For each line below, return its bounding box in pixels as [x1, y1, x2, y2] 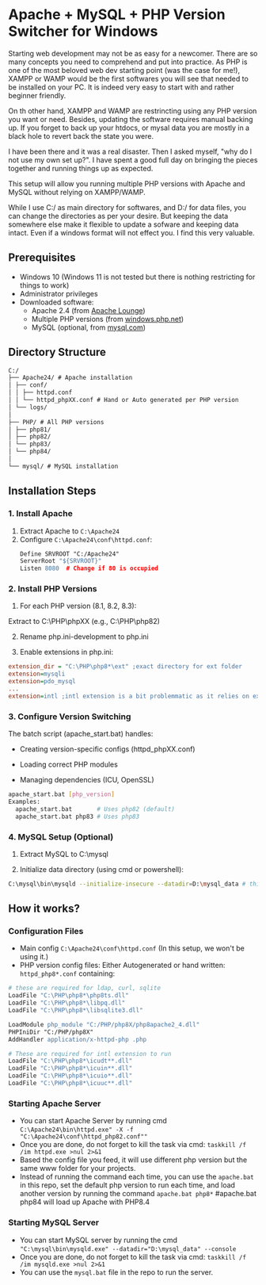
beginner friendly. [8, 90, 66, 100]
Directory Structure [8, 346, 107, 359]
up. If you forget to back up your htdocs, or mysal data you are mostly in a [8, 123, 250, 132]
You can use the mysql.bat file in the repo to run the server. [19, 1267, 214, 1277]
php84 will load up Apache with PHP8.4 [19, 1197, 150, 1207]
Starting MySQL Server [8, 1217, 100, 1228]
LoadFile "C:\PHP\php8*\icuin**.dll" [8, 1065, 133, 1073]
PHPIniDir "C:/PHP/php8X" [8, 1028, 93, 1036]
